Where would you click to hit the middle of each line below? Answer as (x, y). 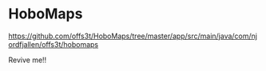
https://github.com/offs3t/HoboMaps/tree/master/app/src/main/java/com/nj (133, 36)
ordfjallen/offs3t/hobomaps (53, 44)
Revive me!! (28, 60)
